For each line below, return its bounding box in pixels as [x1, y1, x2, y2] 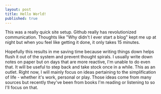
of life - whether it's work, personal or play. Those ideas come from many [5, 74, 151, 80]
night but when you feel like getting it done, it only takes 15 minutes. [5, 40, 140, 45]
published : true [5, 16, 38, 21]
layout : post [5, 7, 31, 12]
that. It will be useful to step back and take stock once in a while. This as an [5, 64, 156, 70]
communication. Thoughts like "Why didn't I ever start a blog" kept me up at [5, 34, 156, 40]
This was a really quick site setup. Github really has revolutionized [5, 29, 137, 35]
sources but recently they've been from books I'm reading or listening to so [5, 80, 155, 85]
